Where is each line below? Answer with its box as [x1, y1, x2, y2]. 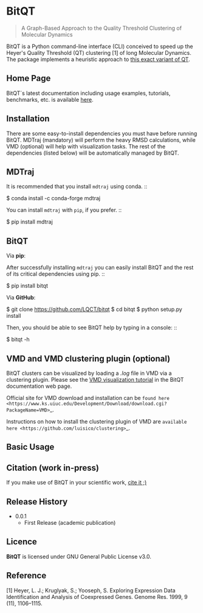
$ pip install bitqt [6, 282, 49, 290]
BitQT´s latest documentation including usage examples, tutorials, [6, 89, 171, 97]
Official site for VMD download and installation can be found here [6, 394, 170, 401]
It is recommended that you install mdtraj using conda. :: [6, 183, 148, 190]
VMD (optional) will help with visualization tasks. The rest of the [6, 142, 166, 150]
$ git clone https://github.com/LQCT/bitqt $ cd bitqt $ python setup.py [6, 306, 182, 313]
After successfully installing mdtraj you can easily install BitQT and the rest [6, 264, 194, 271]
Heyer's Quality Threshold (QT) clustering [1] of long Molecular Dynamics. [6, 49, 191, 56]
